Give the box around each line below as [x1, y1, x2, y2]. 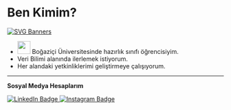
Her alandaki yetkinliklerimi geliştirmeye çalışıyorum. [16, 61, 166, 70]
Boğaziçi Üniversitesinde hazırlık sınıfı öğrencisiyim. [32, 47, 179, 55]
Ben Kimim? [7, 5, 77, 20]
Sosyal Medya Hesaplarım [7, 81, 84, 90]
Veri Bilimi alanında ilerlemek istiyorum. [16, 55, 129, 63]
